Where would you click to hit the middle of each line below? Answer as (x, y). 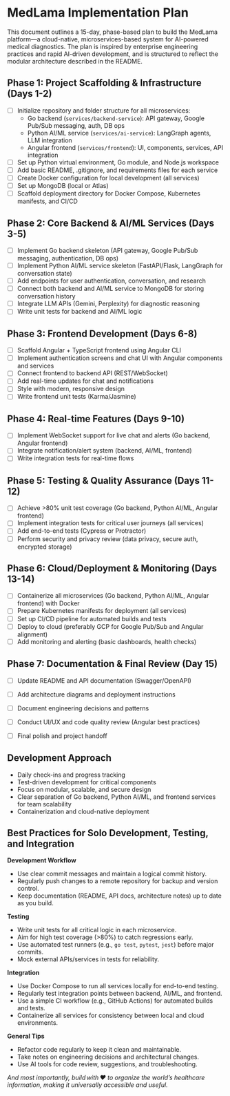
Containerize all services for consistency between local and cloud (111, 1015)
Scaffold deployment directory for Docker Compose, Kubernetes (109, 193)
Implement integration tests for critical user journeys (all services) (111, 523)
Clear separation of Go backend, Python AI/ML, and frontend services (116, 797)
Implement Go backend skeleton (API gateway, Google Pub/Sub (107, 250)
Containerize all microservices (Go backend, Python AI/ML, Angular (113, 596)
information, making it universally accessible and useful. (87, 1085)
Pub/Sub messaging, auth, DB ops (76, 125)
